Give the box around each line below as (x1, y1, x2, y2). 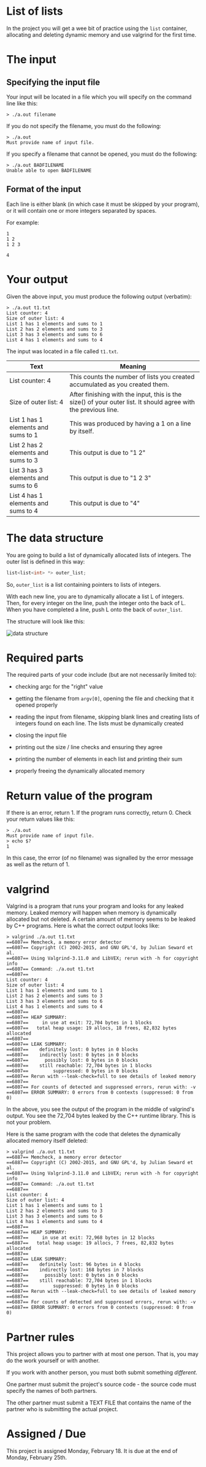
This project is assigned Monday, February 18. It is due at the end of (6, 1447, 178, 1455)
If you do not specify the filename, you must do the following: (6, 122, 161, 129)
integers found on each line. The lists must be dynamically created (15, 720, 184, 727)
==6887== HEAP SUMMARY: (6, 1229, 67, 1236)
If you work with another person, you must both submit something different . (6, 1369, 197, 1376)
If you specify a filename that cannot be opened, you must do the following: (6, 150, 197, 158)
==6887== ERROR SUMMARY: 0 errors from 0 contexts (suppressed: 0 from (6, 1305, 193, 1311)
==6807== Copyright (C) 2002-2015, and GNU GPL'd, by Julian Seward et (6, 945, 193, 951)
